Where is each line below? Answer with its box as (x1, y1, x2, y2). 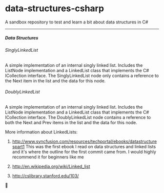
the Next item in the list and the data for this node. (5, 77, 106, 83)
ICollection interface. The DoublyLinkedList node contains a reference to (5, 114, 151, 120)
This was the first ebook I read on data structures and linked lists (25, 143, 156, 149)
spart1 (12, 143, 25, 149)
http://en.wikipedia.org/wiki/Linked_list (12, 163, 90, 169)
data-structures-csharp (5, 3, 104, 14)
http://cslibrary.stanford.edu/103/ (12, 173, 79, 178)
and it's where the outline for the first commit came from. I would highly (12, 149, 156, 154)
